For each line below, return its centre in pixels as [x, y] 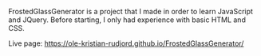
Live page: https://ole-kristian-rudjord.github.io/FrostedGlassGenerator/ [126, 43]
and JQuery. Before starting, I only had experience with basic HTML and [127, 20]
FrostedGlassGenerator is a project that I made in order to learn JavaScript [131, 11]
